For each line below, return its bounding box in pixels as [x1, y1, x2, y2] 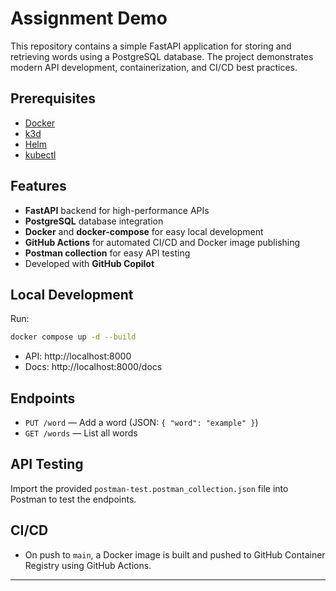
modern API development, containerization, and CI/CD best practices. [10, 61, 298, 73]
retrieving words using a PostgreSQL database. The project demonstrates [10, 50, 314, 62]
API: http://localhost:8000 [24, 350, 132, 362]
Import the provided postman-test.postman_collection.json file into [10, 482, 289, 494]
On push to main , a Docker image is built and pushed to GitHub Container [24, 548, 326, 561]
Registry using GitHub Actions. [24, 559, 152, 571]
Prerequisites [10, 90, 96, 107]
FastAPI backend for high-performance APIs [24, 204, 210, 216]
